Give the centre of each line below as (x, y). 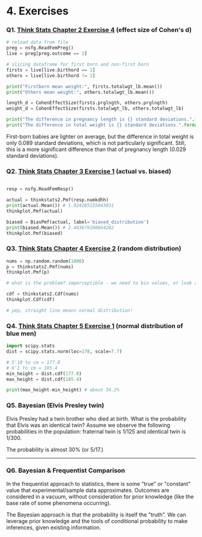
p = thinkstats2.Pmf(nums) (40, 267)
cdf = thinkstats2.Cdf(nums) (43, 294)
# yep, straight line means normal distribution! (70, 310)
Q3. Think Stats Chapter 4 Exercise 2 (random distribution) (94, 249)
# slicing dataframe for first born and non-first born (78, 64)
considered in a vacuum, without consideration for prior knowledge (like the (100, 496)
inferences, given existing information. (54, 527)
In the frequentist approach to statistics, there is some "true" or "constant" (99, 483)
